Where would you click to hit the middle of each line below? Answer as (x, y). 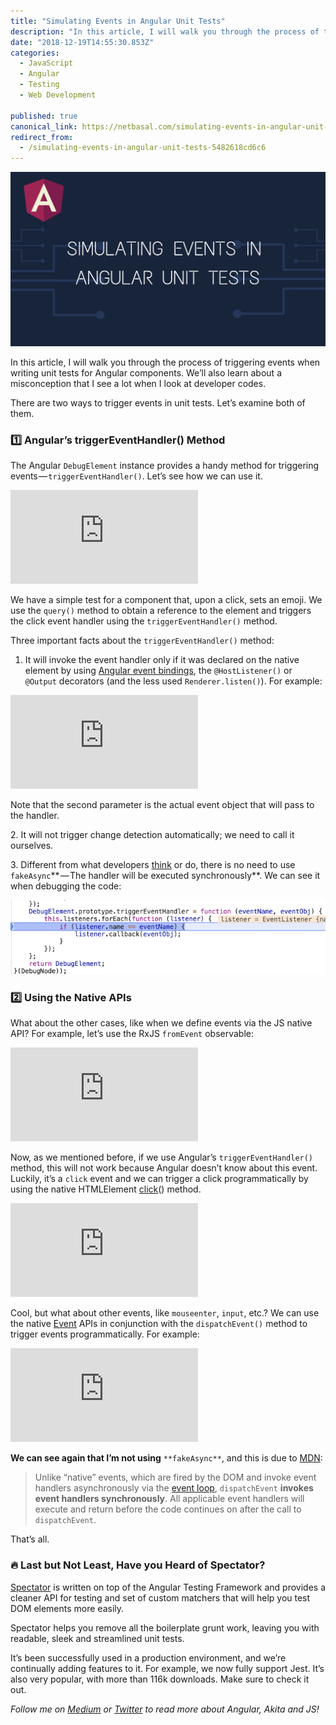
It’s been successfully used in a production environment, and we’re (148, 1657)
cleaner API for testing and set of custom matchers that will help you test (160, 1597)
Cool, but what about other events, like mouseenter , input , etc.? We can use (165, 1313)
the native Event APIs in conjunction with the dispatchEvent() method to (159, 1324)
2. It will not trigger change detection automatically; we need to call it (152, 835)
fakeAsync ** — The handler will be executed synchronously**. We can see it (165, 876)
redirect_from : (42, 137)
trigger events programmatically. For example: (105, 1334)
